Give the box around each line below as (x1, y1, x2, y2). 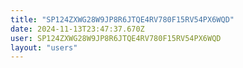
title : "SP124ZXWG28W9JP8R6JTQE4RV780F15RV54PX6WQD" (10, 14, 235, 25)
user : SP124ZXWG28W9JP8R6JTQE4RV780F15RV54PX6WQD (10, 33, 222, 43)
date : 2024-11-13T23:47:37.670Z (10, 24, 145, 34)
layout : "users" (10, 42, 78, 53)
